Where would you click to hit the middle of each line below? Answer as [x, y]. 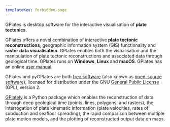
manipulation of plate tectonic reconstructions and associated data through [84, 56]
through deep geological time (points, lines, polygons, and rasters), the [79, 103]
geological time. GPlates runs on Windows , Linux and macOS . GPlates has [84, 61]
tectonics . [16, 30]
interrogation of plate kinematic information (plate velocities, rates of [77, 108]
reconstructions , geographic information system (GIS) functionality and [81, 45]
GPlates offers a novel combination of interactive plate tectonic [72, 40]
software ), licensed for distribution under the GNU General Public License [82, 82]
